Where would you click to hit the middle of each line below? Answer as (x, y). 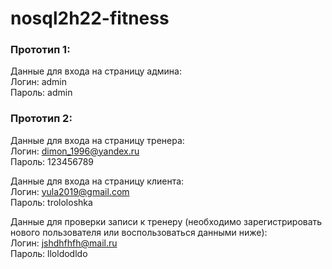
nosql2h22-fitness (90, 18)
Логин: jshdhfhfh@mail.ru (64, 243)
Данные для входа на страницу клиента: (97, 181)
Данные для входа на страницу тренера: (97, 140)
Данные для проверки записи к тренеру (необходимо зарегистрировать (166, 221)
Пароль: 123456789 (52, 161)
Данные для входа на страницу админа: (96, 71)
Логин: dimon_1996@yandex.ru (75, 151)
